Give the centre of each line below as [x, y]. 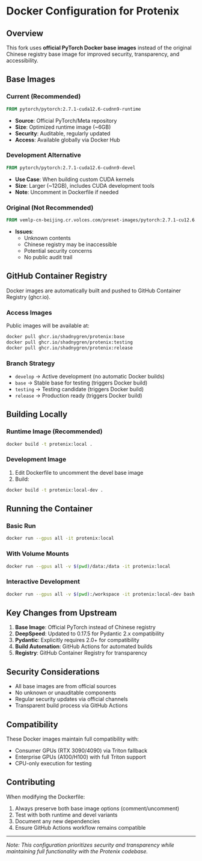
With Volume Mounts [38, 554]
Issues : [24, 231]
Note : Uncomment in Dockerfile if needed [67, 192]
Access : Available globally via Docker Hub [67, 140]
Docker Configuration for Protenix [93, 11]
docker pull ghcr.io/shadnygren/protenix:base [66, 337]
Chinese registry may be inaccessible [70, 244]
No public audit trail [48, 257]
